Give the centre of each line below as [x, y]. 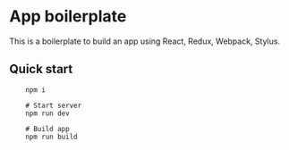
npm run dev [47, 113]
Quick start [41, 69]
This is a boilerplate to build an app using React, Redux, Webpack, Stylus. [144, 41]
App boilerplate [68, 17]
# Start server [54, 105]
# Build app [47, 129]
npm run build [51, 137]
